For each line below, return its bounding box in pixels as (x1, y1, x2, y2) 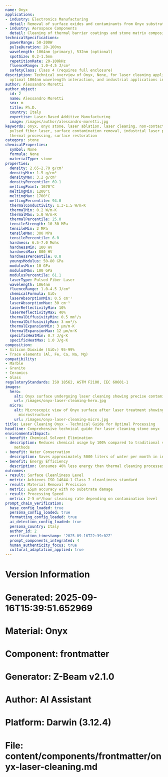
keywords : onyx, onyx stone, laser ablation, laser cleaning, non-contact (5, 124, 164, 129)
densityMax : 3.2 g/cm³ (9, 175, 57, 180)
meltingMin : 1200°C (9, 189, 50, 194)
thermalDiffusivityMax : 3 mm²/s (9, 319, 77, 324)
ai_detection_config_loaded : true (9, 519, 81, 525)
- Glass (5, 375, 21, 380)
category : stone (5, 138, 39, 143)
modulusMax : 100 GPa (9, 268, 52, 273)
